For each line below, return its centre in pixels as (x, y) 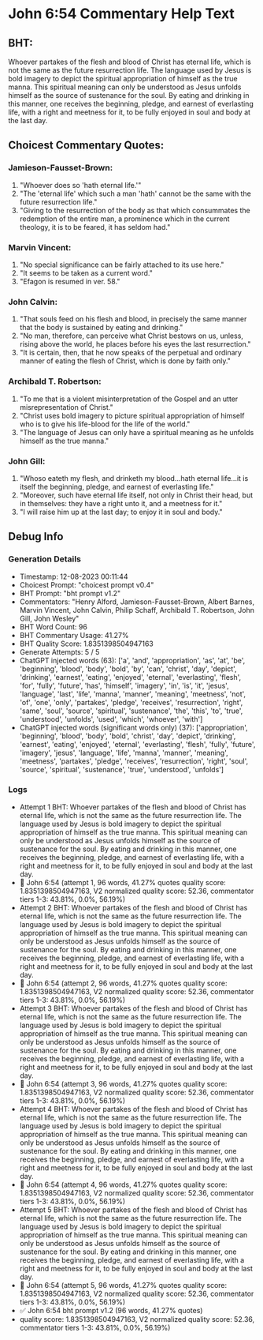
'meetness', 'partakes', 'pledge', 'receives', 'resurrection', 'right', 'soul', (134, 761)
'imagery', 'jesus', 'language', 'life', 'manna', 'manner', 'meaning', (124, 753)
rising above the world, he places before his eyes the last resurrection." (135, 344)
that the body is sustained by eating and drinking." (101, 328)
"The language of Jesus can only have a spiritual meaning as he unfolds (137, 432)
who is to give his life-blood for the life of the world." (105, 424)
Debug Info (36, 537)
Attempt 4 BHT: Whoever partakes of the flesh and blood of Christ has (133, 1109)
